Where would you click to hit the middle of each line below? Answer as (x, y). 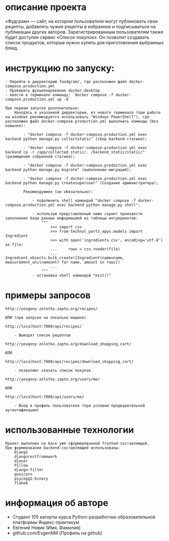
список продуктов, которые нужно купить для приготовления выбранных (84, 42)
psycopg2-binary (31, 479)
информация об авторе (57, 503)
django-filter (29, 470)
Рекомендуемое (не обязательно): (58, 192)
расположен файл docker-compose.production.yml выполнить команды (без (82, 121)
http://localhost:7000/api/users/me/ (45, 397)
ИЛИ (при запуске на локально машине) (46, 318)
